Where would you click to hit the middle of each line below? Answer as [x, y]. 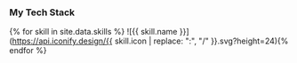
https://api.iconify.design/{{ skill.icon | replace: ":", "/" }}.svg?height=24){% [150, 41]
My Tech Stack [42, 12]
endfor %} [28, 51]
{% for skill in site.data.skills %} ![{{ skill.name [93, 32]
